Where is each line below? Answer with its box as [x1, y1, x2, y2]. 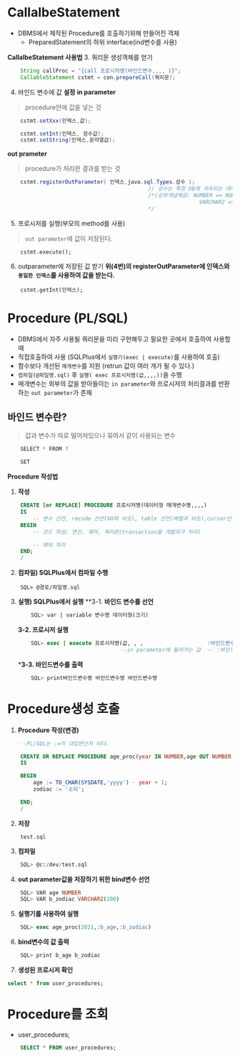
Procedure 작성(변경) [17, 726, 80, 734]
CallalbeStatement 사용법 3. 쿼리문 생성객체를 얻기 [7, 53, 153, 61]
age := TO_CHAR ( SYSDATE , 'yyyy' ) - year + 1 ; [33, 779, 168, 787]
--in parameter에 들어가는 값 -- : [120, 646, 221, 654]
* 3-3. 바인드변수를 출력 [17, 660, 84, 669]
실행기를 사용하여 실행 [17, 909, 79, 918]
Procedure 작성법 [7, 472, 59, 481]
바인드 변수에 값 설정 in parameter [17, 87, 116, 96]
